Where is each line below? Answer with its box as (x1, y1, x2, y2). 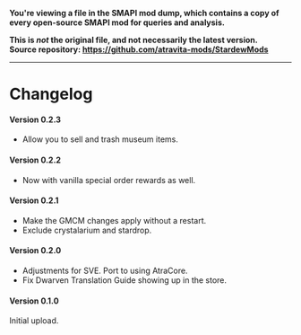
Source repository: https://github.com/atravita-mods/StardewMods (9, 44, 269, 55)
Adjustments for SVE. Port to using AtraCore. (21, 265, 188, 276)
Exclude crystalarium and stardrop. (21, 225, 152, 235)
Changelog (9, 84, 93, 104)
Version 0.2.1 (9, 195, 59, 206)
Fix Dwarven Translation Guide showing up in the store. (21, 275, 227, 286)
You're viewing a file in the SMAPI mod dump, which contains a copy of (9, 8, 279, 18)
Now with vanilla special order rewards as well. (21, 174, 196, 185)
